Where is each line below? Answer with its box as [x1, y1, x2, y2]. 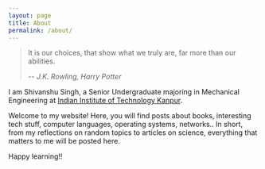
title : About [8, 19, 52, 27]
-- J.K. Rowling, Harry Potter [27, 72, 122, 82]
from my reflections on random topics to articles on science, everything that [8, 128, 258, 137]
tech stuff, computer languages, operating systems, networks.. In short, [8, 120, 244, 129]
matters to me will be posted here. [8, 136, 121, 146]
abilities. [27, 56, 56, 66]
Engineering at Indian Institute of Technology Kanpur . [8, 96, 183, 106]
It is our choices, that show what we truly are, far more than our [27, 48, 236, 58]
